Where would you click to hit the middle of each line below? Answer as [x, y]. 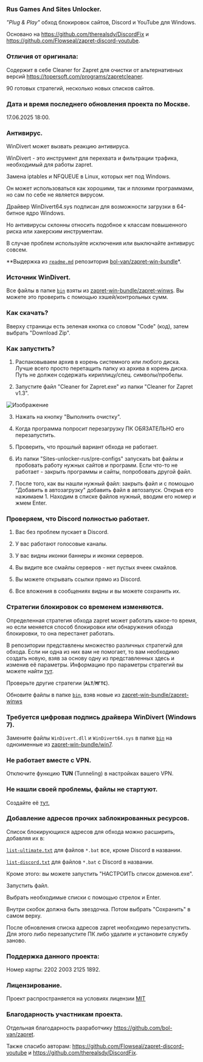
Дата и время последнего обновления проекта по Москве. [98, 104]
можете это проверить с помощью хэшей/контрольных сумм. [87, 297]
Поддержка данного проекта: [53, 956]
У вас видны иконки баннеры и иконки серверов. [79, 556]
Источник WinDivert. [39, 278]
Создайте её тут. [28, 803]
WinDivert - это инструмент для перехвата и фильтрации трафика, [92, 158]
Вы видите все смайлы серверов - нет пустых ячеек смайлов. [96, 568]
